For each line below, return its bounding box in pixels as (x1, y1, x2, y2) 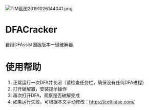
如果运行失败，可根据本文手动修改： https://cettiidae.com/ (12, 98, 135, 105)
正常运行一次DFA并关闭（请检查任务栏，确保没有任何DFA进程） (12, 79, 147, 85)
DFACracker (5, 24, 57, 35)
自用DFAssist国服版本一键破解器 (5, 41, 73, 47)
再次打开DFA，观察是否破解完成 (12, 92, 80, 98)
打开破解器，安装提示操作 (12, 85, 67, 92)
